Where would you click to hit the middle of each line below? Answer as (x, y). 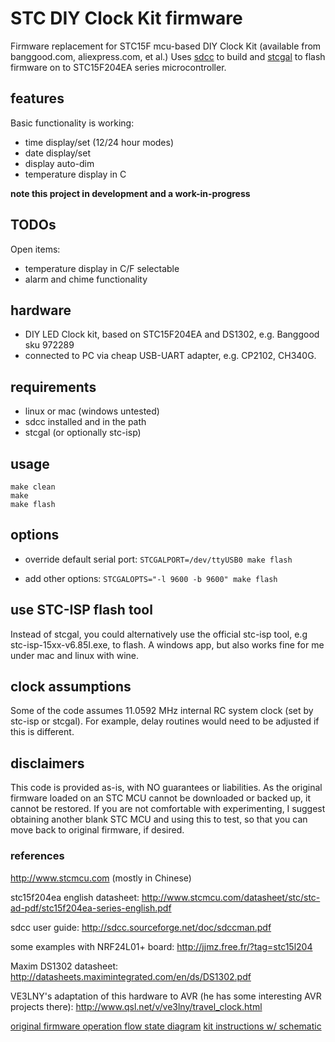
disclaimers (47, 763)
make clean (33, 487)
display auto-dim (59, 163)
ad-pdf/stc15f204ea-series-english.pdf (91, 908)
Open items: (35, 249)
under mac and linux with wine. (75, 655)
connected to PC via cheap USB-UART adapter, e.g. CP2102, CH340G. (170, 356)
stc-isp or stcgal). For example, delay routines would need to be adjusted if (165, 721)
